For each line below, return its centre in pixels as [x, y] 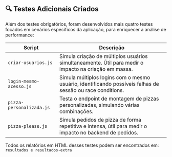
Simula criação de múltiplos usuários [104, 56]
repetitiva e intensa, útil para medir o [103, 126]
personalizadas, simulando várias [100, 105]
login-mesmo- [24, 81]
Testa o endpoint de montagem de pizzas [109, 99]
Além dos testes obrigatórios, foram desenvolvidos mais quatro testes [79, 24]
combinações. [77, 111]
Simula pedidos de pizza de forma [101, 120]
